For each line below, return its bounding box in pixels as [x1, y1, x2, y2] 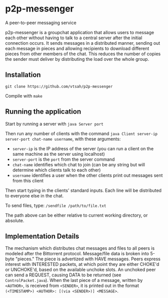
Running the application [5, 108, 81, 116]
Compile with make [5, 92, 42, 98]
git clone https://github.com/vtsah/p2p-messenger [5, 84, 113, 89]
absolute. [5, 217, 24, 224]
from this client [12, 177, 43, 183]
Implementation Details [5, 232, 79, 240]
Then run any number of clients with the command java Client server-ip [5, 130, 157, 136]
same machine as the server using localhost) [12, 151, 105, 157]
